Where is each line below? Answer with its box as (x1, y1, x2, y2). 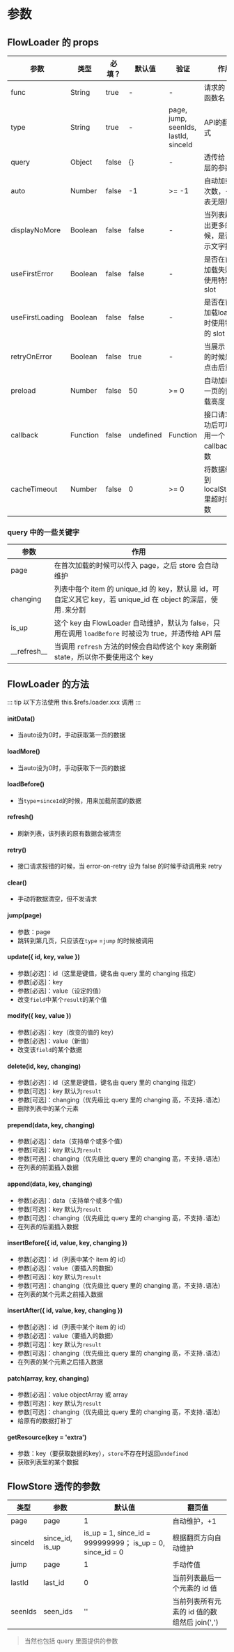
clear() (7, 878, 27, 887)
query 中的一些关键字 (7, 527, 80, 537)
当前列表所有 (172, 1597, 214, 1607)
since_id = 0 (83, 1547, 124, 1557)
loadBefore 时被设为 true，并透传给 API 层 (84, 629, 221, 638)
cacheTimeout (10, 484, 58, 494)
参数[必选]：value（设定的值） (17, 986, 105, 995)
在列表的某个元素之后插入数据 (17, 1358, 103, 1366)
